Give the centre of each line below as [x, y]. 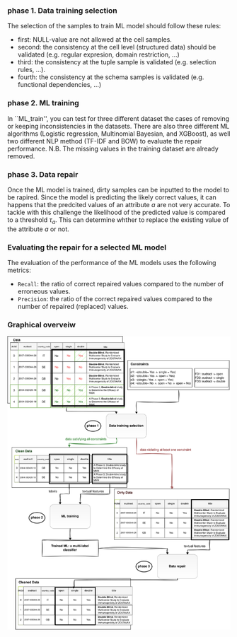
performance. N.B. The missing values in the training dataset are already [113, 148]
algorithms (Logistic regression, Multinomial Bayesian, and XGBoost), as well [119, 134]
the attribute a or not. [38, 229]
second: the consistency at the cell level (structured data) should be [117, 47]
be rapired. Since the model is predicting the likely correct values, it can [112, 197]
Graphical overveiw [42, 325]
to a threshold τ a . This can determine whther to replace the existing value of [118, 220]
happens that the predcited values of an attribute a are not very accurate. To [119, 204]
